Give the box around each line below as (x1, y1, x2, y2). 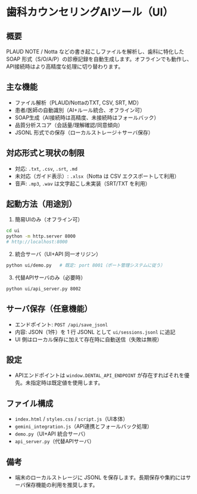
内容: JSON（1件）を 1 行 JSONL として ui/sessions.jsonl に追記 (14, 328, 176, 335)
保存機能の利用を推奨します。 (25, 481, 98, 489)
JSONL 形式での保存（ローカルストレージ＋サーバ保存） (14, 129, 154, 136)
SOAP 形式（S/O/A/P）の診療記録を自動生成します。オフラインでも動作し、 (6, 55, 192, 63)
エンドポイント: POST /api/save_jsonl (14, 320, 108, 328)
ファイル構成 (6, 398, 54, 409)
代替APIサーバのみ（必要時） (14, 274, 86, 281)
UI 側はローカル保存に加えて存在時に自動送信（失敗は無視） (14, 335, 162, 343)
